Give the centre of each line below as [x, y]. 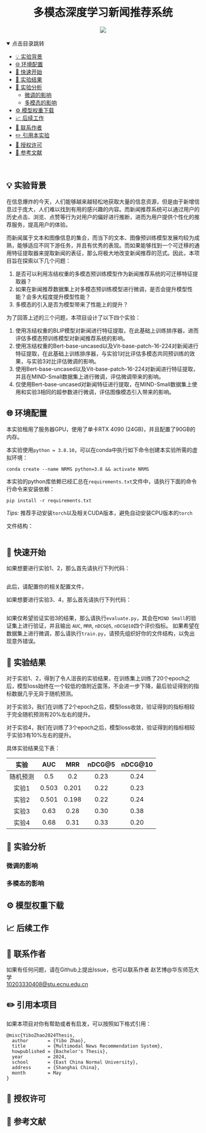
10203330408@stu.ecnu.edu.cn [48, 984]
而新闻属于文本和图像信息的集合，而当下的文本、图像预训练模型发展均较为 [100, 238]
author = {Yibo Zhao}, [49, 1041]
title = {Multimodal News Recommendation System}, [88, 1046]
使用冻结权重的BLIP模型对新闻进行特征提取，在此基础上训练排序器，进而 [107, 330]
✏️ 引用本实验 [32, 135]
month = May [37, 1073]
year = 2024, [40, 1057]
